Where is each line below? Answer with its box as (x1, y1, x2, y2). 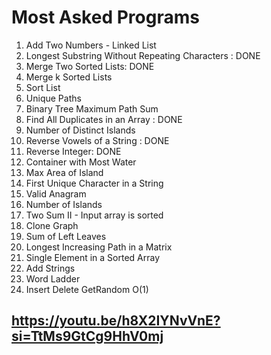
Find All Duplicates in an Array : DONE (25, 113, 183, 125)
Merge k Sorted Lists (25, 71, 113, 83)
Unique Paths (25, 92, 82, 104)
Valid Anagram (25, 187, 87, 200)
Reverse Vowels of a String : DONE (25, 134, 170, 146)
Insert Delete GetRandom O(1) (25, 283, 149, 295)
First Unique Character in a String (25, 177, 164, 189)
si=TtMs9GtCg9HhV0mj (11, 328, 164, 345)
